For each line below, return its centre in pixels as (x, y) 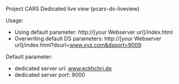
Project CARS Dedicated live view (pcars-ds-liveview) (73, 9)
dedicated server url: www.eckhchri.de (63, 68)
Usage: (15, 20)
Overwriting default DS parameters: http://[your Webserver (88, 38)
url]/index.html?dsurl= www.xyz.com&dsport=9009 (78, 45)
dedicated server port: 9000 (50, 75)
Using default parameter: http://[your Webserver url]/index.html (93, 32)
